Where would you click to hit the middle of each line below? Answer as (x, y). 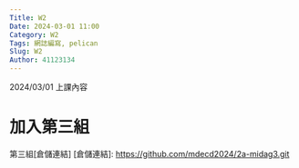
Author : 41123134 (42, 60)
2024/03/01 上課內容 (49, 87)
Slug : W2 (26, 52)
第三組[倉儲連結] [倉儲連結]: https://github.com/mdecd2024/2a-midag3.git (149, 153)
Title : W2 (28, 18)
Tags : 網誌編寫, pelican (54, 43)
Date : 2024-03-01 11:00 (55, 26)
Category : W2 (34, 35)
